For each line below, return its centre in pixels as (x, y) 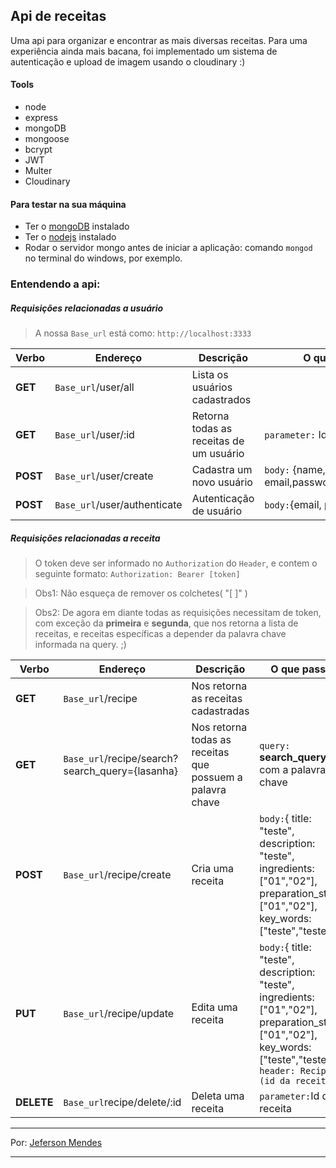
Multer (38, 171)
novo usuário (222, 482)
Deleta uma (218, 1096)
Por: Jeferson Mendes (56, 1143)
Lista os (210, 375)
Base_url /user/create (104, 476)
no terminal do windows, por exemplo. (103, 258)
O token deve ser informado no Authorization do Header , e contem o (176, 563)
